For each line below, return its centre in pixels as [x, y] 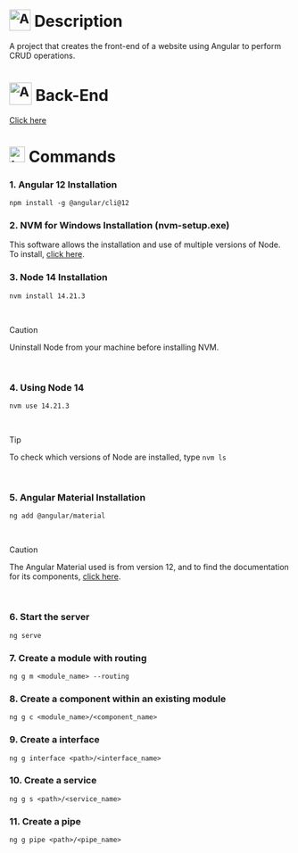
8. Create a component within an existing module [118, 699]
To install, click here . [47, 254]
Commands [72, 157]
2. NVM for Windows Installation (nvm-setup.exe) [120, 226]
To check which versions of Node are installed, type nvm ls [118, 457]
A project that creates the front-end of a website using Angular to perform [145, 46]
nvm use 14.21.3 [39, 406]
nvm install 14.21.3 [48, 296]
